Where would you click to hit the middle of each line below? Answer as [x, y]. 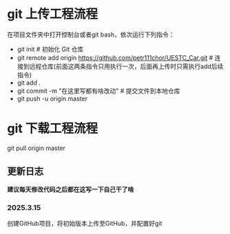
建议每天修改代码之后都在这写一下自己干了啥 [71, 189]
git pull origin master [36, 148]
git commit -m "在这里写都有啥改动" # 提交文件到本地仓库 [98, 91]
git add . [29, 83]
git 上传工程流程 [53, 14]
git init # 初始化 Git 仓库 [50, 49]
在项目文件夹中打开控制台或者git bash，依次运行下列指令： [91, 34]
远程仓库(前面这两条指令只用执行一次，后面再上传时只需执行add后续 [126, 66]
